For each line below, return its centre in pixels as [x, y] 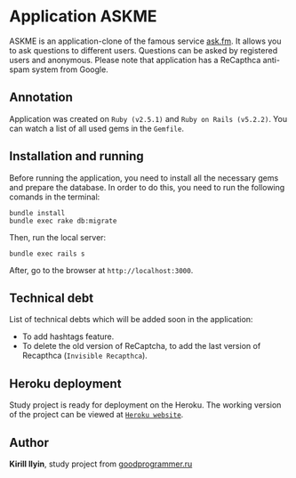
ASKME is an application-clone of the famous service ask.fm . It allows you [145, 41]
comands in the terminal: [55, 197]
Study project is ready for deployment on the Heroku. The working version [145, 405]
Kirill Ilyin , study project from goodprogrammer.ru [101, 464]
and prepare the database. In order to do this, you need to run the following [147, 187]
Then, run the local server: [58, 237]
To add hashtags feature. [68, 336]
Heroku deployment [65, 383]
